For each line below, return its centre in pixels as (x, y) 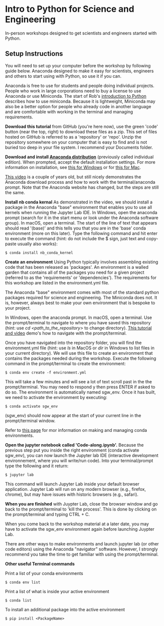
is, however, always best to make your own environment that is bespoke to (80, 303)
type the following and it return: (37, 466)
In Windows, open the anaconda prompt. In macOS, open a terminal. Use (79, 317)
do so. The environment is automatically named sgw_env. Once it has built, (81, 392)
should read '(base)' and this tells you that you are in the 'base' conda (75, 228)
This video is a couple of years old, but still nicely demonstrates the (73, 177)
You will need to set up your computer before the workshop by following (78, 65)
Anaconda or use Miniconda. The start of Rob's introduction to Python (76, 96)
